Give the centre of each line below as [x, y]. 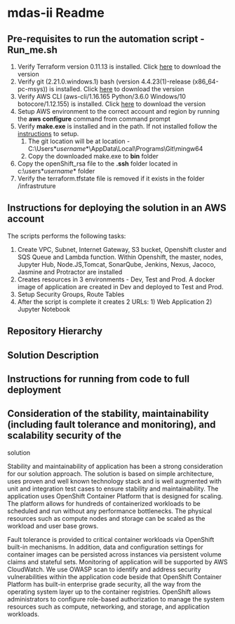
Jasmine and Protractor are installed [70, 272]
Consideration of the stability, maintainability [108, 414]
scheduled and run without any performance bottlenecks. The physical [110, 511]
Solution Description [53, 355]
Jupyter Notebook [43, 309]
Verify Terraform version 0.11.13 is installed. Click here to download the [119, 67]
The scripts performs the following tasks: [67, 236]
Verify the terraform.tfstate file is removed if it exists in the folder [111, 178]
